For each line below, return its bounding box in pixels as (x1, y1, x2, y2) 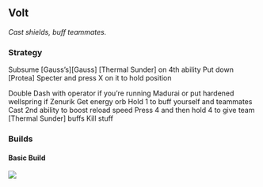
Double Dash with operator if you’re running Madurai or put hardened (8, 88, 234, 98)
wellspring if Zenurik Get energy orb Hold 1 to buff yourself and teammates (8, 97, 253, 107)
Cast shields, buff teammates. (8, 27, 107, 36)
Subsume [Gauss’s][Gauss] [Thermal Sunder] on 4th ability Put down (8, 65, 234, 74)
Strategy (8, 47, 43, 58)
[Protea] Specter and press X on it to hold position (8, 73, 172, 83)
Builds (8, 133, 33, 144)
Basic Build (8, 153, 46, 163)
